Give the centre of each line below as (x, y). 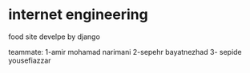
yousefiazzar (30, 60)
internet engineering (78, 15)
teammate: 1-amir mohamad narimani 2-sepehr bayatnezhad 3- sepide (125, 52)
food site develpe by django (54, 36)
